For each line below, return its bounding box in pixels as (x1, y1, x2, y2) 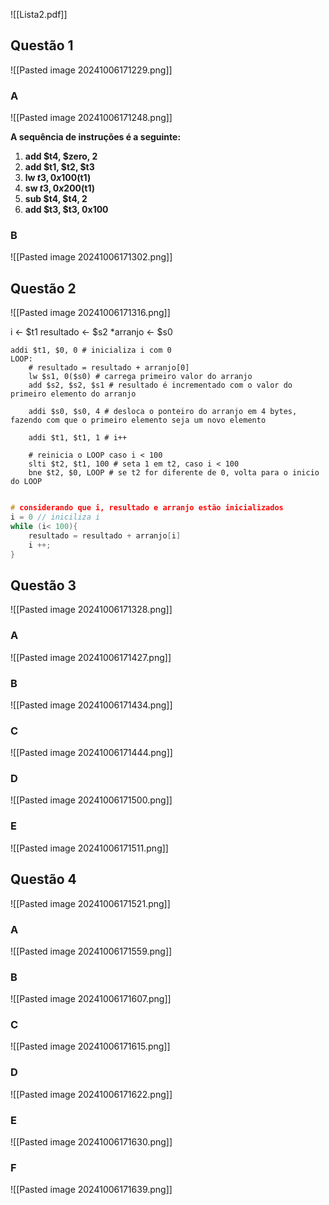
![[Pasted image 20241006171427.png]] (10, 651, 172, 663)
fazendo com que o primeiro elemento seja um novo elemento (10, 415, 267, 426)
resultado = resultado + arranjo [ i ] (28, 530, 182, 541)
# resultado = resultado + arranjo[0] (28, 363, 190, 373)
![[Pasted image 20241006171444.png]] (10, 747, 173, 759)
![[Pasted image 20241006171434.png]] (10, 699, 173, 711)
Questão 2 (10, 280, 77, 297)
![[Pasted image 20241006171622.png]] (10, 1088, 173, 1100)
